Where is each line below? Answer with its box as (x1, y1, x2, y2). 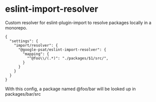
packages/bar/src (5, 91, 41, 97)
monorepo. (5, 25, 27, 30)
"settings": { (9, 38, 38, 44)
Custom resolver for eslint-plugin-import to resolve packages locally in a (5, 20, 152, 25)
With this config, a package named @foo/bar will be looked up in (5, 86, 136, 92)
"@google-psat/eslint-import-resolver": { (18, 47, 106, 52)
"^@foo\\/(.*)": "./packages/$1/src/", (26, 55, 109, 61)
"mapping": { (23, 51, 50, 56)
